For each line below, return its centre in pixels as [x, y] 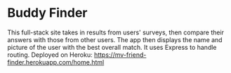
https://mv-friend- [120, 55]
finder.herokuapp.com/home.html [56, 62]
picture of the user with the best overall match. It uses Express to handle [112, 47]
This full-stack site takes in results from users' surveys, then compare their [116, 32]
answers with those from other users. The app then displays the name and [115, 39]
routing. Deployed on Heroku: [50, 55]
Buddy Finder [47, 13]
